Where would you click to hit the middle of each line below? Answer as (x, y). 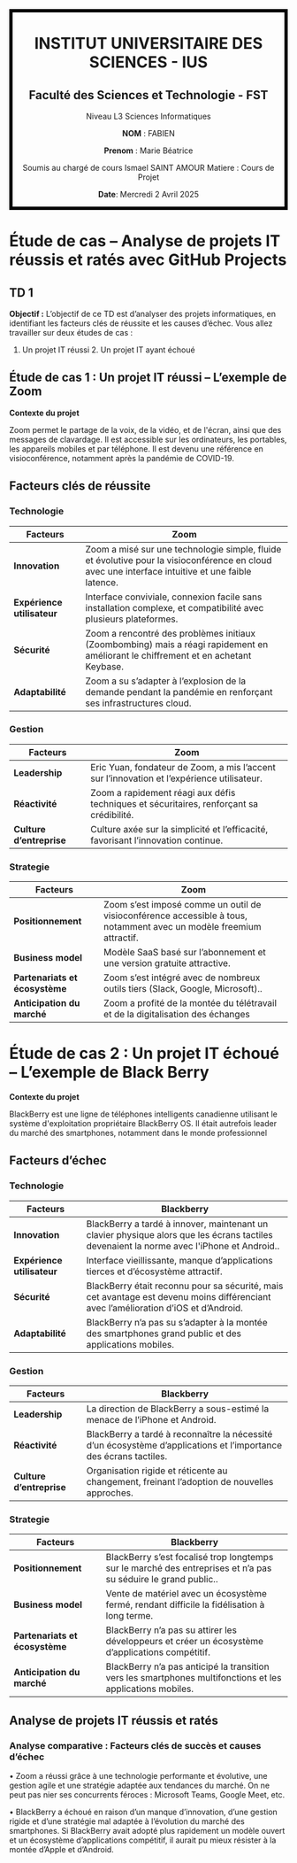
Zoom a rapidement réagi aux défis (163, 792)
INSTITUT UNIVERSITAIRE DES (148, 44)
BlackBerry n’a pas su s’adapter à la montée (177, 1322)
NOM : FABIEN (148, 133)
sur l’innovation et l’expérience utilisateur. (177, 778)
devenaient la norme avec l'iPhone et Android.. (183, 1246)
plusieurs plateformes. (132, 619)
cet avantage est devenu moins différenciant (179, 1296)
